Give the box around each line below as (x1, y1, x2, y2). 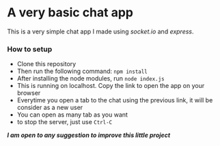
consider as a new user (16, 104, 83, 112)
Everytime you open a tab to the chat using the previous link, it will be (16, 96, 213, 104)
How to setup (7, 44, 53, 54)
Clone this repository (16, 60, 77, 68)
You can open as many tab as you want (16, 111, 128, 119)
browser (16, 89, 41, 97)
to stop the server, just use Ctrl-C (16, 118, 113, 126)
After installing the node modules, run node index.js (16, 74, 165, 83)
